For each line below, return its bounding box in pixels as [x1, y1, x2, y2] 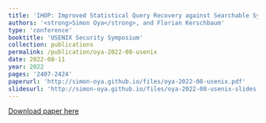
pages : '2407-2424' [8, 70, 73, 78]
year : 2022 [8, 63, 44, 71]
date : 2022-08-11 [8, 56, 66, 64]
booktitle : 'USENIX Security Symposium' [8, 33, 144, 42]
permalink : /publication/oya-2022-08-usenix [8, 48, 158, 56]
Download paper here [8, 106, 79, 116]
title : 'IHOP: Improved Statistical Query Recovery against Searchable [8, 11, 249, 20]
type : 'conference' [8, 26, 73, 34]
